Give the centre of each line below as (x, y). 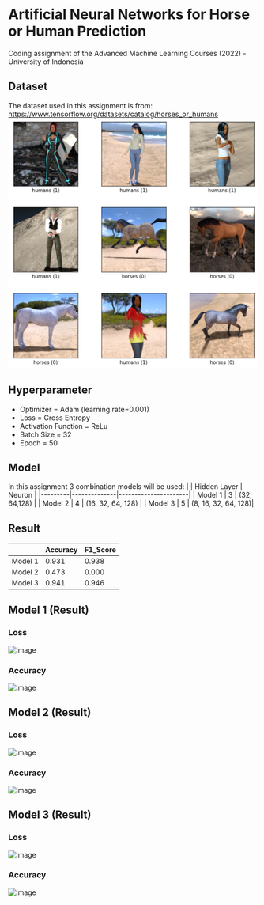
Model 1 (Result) (49, 610)
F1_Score (100, 549)
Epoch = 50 (38, 443)
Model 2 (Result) (50, 712)
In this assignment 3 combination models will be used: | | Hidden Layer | (125, 487)
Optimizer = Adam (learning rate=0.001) (85, 409)
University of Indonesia (46, 62)
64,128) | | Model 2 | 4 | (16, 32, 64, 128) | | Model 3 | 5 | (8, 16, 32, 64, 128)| (131, 503)
